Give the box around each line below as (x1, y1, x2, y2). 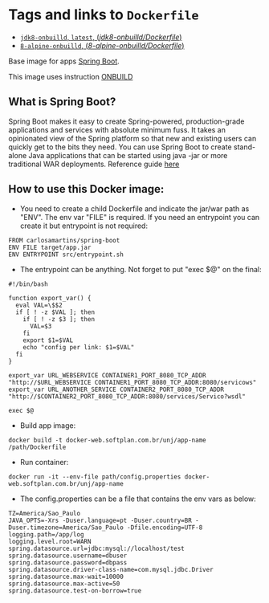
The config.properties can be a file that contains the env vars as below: (19, 494, 257, 503)
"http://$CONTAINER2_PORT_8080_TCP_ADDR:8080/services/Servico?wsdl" (8, 392, 247, 401)
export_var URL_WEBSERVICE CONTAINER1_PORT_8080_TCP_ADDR (8, 371, 206, 379)
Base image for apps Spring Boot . (8, 56, 120, 66)
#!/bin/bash (8, 279, 48, 288)
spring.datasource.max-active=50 (8, 580, 120, 588)
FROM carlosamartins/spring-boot (8, 236, 120, 244)
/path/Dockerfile (8, 443, 67, 451)
